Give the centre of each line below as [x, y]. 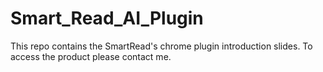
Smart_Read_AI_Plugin [107, 18]
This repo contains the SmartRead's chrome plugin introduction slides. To [161, 46]
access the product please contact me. [91, 56]
